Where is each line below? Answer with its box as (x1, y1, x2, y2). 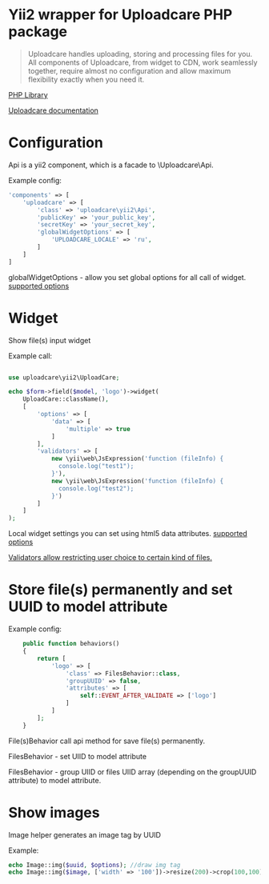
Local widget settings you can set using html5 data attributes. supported (8, 529, 248, 538)
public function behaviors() (22, 640, 120, 648)
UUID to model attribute (8, 598, 168, 616)
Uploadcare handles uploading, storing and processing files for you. (27, 49, 253, 58)
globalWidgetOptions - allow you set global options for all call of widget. (8, 272, 247, 282)
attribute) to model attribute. (8, 775, 102, 785)
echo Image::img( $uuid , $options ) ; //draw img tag (8, 861, 181, 869)
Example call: (8, 350, 53, 361)
